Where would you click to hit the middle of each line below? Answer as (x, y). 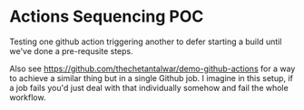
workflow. (28, 97)
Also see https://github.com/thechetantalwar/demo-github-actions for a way (152, 69)
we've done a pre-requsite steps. (71, 50)
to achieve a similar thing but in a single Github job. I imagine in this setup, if (151, 78)
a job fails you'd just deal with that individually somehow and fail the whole (149, 87)
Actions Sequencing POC (107, 17)
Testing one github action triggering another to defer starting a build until (146, 41)
